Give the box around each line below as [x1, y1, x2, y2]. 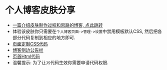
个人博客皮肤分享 [5, 4, 76, 16]
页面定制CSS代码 [12, 40, 48, 46]
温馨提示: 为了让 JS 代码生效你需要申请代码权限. [12, 59, 109, 65]
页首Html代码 [12, 53, 40, 59]
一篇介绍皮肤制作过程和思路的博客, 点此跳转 [12, 22, 103, 28]
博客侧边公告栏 [12, 47, 43, 53]
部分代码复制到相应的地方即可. [12, 34, 75, 40]
